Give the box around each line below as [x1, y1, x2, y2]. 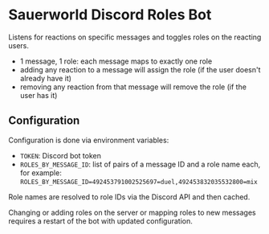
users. [8, 40, 30, 50]
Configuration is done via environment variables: [8, 135, 169, 145]
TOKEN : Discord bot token [19, 150, 102, 160]
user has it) [19, 90, 58, 100]
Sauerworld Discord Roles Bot [8, 6, 212, 24]
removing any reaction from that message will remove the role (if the [19, 82, 247, 92]
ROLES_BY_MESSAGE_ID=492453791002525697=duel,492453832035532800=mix [19, 178, 259, 186]
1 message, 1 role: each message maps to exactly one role [19, 56, 213, 66]
